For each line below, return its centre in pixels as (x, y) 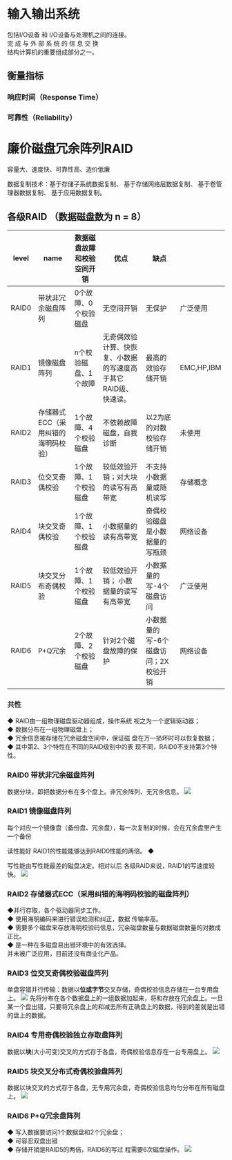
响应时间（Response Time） (55, 98)
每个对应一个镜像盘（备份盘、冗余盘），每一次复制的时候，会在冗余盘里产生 (115, 827)
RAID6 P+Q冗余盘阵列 (44, 1116)
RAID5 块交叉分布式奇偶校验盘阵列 (65, 1071)
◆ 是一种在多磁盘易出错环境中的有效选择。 (69, 945)
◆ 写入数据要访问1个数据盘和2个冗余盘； (66, 1132)
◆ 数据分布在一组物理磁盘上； (51, 729)
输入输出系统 (44, 14)
